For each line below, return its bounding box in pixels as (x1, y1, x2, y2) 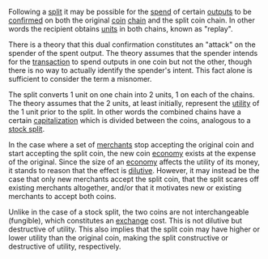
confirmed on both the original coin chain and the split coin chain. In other (8, 15, 255, 25)
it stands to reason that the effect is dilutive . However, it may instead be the (8, 166, 260, 175)
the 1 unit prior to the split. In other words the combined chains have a (8, 107, 241, 117)
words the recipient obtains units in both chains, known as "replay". (8, 24, 233, 33)
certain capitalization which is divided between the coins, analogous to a (8, 116, 251, 125)
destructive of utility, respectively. (8, 242, 121, 251)
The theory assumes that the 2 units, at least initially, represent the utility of (8, 99, 260, 108)
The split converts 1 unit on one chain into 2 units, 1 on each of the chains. (8, 90, 255, 100)
